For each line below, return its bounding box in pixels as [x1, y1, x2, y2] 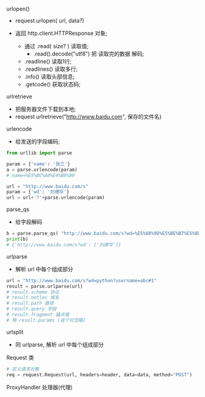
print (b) [6, 236, 29, 242]
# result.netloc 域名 [6, 295, 60, 301]
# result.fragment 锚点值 [6, 312, 70, 318]
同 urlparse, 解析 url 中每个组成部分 [15, 341, 104, 348]
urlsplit [6, 328, 24, 335]
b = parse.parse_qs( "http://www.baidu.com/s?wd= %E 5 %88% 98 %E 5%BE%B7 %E [6, 231, 190, 237]
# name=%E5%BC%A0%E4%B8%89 [6, 172, 75, 179]
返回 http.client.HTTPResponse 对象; [15, 30, 108, 37]
